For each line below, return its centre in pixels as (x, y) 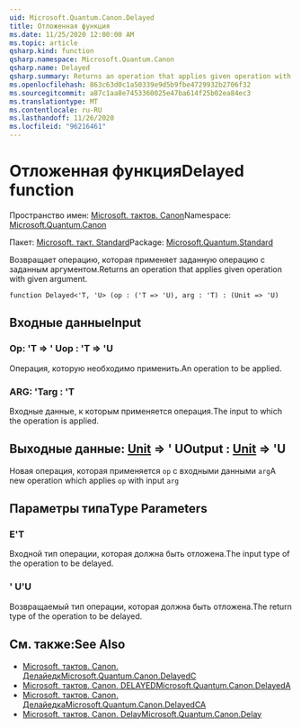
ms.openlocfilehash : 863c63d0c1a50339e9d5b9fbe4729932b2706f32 (130, 85)
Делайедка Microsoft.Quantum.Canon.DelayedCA (114, 705)
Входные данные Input (75, 323)
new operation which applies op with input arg (94, 480)
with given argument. (49, 278)
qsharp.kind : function (52, 51)
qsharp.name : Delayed (50, 68)
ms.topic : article (44, 43)
